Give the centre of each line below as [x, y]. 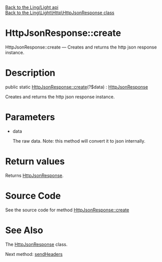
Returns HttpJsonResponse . [35, 175]
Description [30, 73]
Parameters [30, 117]
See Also [24, 230]
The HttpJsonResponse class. [36, 244]
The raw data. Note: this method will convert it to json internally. [79, 141]
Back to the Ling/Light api [32, 7]
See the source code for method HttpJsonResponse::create [67, 210]
